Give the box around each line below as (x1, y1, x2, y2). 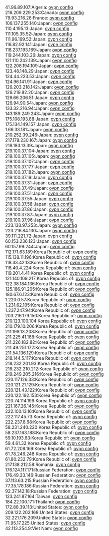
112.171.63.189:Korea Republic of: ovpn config (5, 249, 98, 255)
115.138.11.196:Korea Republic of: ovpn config (5, 254, 97, 260)
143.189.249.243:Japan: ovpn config (5, 111, 80, 117)
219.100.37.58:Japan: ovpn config (5, 201, 74, 207)
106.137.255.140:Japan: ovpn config (5, 20, 78, 26)
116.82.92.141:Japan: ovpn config (5, 42, 73, 47)
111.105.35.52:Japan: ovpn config (5, 31, 72, 37)
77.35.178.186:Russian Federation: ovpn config (5, 483, 100, 488)
